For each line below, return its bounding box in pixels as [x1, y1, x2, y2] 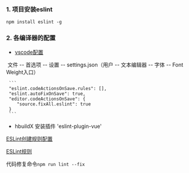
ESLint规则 [6, 148, 32, 155]
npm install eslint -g [6, 19, 62, 25]
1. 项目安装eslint [6, 5, 53, 13]
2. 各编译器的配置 [6, 34, 56, 42]
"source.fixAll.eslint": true [17, 101, 92, 107]
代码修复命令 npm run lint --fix [6, 160, 85, 167]
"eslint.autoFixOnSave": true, [8, 91, 86, 97]
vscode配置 [14, 49, 44, 56]
